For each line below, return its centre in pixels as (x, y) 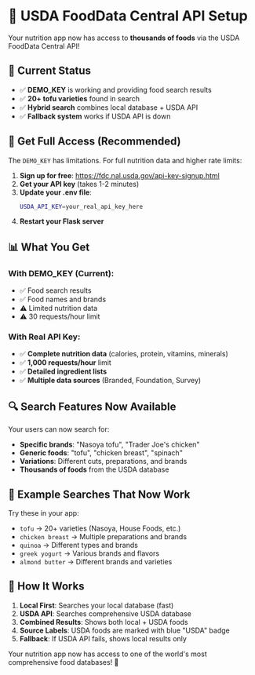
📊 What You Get (49, 247)
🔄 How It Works (46, 587)
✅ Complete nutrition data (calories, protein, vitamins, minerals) (124, 354)
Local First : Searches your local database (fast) (97, 605)
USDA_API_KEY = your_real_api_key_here (81, 206)
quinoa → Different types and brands (79, 545)
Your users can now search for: (59, 429)
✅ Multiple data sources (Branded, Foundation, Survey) (110, 381)
